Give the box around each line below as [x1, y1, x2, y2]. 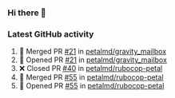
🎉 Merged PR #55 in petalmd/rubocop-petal [18, 73, 165, 82]
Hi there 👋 [7, 7, 47, 18]
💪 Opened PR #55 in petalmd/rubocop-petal [18, 81, 165, 91]
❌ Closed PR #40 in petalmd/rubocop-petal [18, 64, 163, 73]
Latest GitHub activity [7, 28, 94, 39]
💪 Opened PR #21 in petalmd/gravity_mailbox [18, 55, 167, 65]
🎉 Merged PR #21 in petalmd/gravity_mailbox [18, 47, 167, 57]
